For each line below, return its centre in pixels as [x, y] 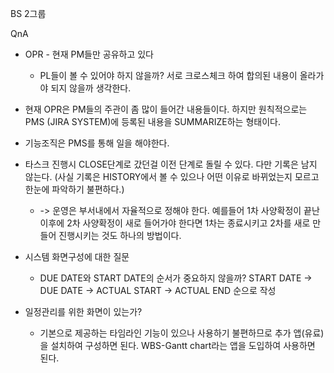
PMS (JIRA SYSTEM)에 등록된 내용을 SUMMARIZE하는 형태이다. [152, 121]
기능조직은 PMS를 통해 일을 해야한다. [97, 143]
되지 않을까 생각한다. [91, 88]
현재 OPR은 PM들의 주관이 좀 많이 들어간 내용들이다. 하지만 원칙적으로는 [166, 109]
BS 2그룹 [28, 13]
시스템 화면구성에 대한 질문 [77, 256]
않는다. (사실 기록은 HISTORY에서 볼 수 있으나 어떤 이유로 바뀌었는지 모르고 [172, 176]
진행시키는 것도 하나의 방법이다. [120, 235]
